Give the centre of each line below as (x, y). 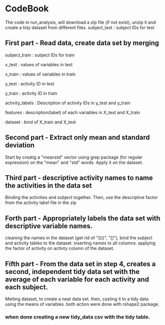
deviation (20, 145)
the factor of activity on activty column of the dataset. (60, 248)
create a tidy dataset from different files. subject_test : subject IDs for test (80, 27)
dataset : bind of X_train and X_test (41, 122)
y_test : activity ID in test (30, 83)
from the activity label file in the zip (41, 203)
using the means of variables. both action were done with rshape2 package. (82, 304)
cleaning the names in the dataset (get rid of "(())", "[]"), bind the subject (79, 238)
